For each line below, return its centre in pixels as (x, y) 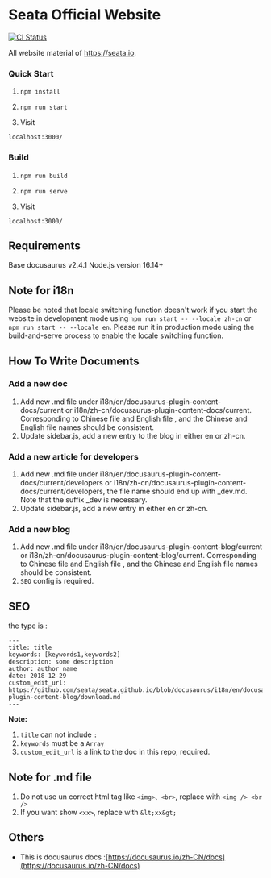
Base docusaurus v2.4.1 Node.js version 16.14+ (86, 265)
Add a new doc (38, 384)
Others (26, 837)
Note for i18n (41, 291)
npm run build (44, 176)
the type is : (28, 626)
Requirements (44, 246)
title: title (30, 648)
